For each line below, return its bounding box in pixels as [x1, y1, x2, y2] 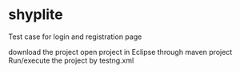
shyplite [8, 6, 63, 24]
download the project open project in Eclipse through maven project [8, 47, 233, 56]
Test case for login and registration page [8, 32, 142, 41]
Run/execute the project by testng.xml [8, 56, 134, 65]
